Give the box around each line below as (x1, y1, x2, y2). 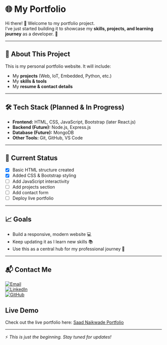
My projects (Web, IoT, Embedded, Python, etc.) (12, 73, 112, 79)
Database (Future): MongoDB (12, 129, 74, 135)
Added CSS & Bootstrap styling (12, 173, 77, 179)
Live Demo (5, 306, 39, 315)
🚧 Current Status (5, 153, 58, 162)
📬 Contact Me (5, 265, 52, 274)
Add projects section (12, 184, 56, 190)
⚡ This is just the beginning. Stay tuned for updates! (5, 334, 112, 340)
